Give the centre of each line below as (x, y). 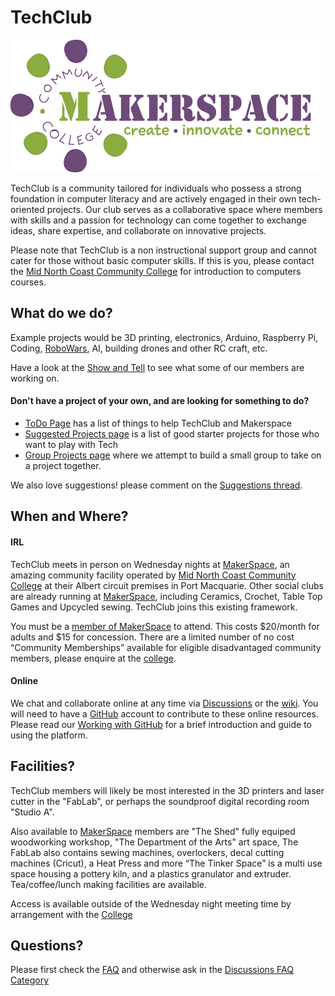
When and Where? (69, 516)
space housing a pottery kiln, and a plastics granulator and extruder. (151, 873)
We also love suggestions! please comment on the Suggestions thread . (156, 485)
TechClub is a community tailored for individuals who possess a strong (156, 188)
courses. (28, 282)
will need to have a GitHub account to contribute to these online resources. (165, 713)
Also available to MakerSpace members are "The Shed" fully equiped (153, 831)
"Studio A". (32, 812)
